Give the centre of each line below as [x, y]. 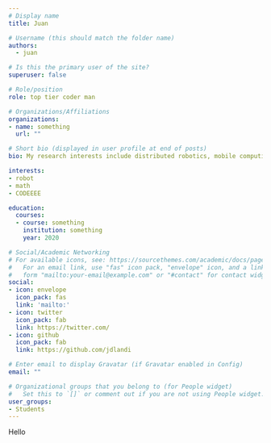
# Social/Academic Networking [59, 252]
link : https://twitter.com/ [63, 328]
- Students [27, 409]
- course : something [50, 223]
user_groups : [30, 401]
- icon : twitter [35, 312]
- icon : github [34, 335]
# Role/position [35, 90]
